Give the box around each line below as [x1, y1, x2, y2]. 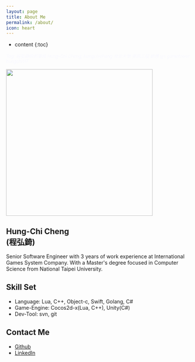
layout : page [6, 8, 38, 15]
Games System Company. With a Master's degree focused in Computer [6, 259, 179, 266]
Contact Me [6, 327, 50, 337]
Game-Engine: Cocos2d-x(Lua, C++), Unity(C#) [14, 304, 131, 311]
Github [14, 343, 31, 350]
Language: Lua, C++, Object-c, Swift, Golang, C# [14, 297, 134, 305]
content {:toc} [14, 41, 49, 48]
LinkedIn [14, 349, 36, 356]
